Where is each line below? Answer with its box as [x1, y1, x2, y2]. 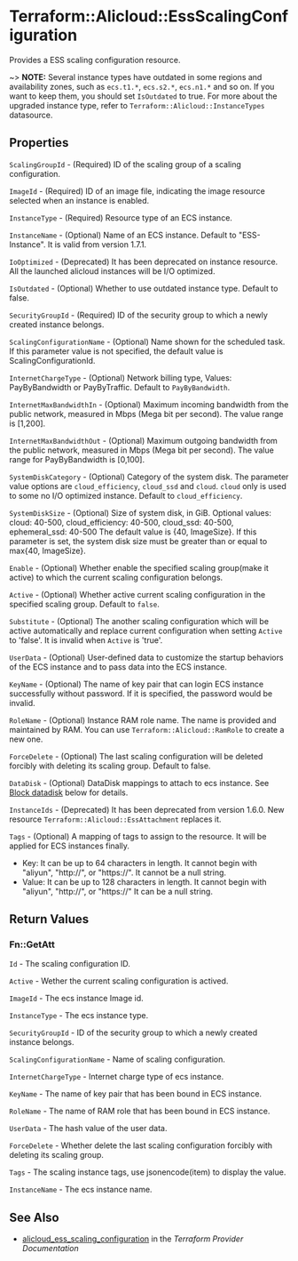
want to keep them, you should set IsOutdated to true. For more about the [9, 91, 278, 101]
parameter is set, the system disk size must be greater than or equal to [9, 535, 268, 546]
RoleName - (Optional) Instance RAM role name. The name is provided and [9, 714, 277, 726]
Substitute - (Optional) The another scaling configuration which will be [9, 615, 269, 626]
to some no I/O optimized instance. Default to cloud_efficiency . [9, 490, 243, 501]
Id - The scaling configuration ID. [9, 959, 131, 969]
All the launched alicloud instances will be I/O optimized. [9, 265, 216, 277]
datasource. [9, 109, 53, 120]
